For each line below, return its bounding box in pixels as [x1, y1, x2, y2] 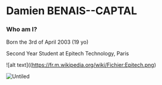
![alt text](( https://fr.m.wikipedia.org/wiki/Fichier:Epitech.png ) [6, 61, 156, 68]
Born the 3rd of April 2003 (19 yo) [6, 38, 89, 45]
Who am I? [6, 25, 37, 34]
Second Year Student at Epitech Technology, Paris [6, 50, 129, 57]
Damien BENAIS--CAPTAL [6, 4, 138, 18]
